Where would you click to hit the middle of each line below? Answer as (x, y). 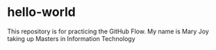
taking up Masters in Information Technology (71, 38)
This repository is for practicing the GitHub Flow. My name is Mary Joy (108, 31)
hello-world (42, 12)
